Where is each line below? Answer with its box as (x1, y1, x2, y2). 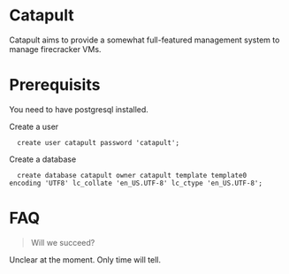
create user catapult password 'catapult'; (17, 138, 179, 147)
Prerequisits (9, 75, 101, 95)
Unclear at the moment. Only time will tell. (9, 254, 162, 265)
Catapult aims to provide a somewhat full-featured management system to (9, 34, 280, 45)
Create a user (9, 121, 59, 132)
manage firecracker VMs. (9, 43, 102, 54)
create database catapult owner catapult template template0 (17, 171, 247, 179)
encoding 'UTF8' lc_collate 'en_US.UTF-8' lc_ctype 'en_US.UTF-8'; (9, 179, 263, 187)
